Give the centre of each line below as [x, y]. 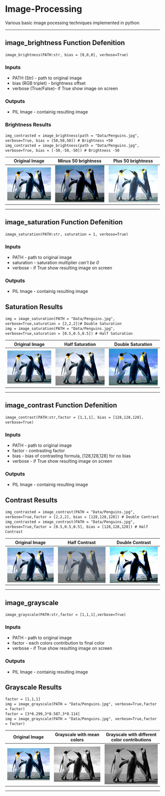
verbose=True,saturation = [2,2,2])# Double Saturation [63, 324]
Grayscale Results [34, 687]
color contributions [131, 740]
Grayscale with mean [77, 734]
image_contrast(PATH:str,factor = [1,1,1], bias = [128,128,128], [74, 417]
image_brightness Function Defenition [65, 43]
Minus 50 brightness [80, 161]
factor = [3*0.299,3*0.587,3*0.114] [42, 714]
